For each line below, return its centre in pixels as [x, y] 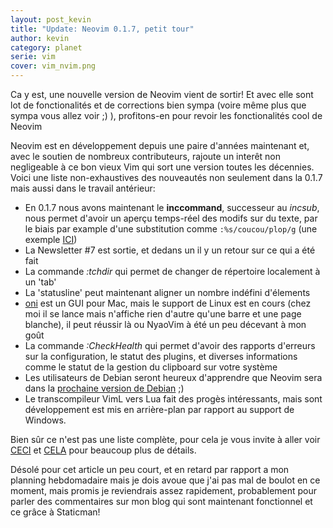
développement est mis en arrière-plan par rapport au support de [159, 409]
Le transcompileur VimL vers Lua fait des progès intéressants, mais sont [173, 399]
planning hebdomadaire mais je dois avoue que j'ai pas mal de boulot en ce [165, 480]
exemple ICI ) [51, 239]
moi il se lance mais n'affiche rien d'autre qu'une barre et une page [163, 314]
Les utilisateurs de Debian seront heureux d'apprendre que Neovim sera [173, 377]
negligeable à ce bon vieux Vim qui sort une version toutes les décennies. [162, 167]
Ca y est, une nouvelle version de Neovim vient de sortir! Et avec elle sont [162, 94]
